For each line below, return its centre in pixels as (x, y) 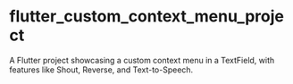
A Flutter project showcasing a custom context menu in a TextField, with (142, 60)
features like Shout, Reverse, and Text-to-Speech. (101, 70)
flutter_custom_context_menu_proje (146, 17)
